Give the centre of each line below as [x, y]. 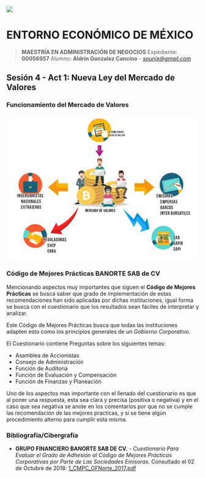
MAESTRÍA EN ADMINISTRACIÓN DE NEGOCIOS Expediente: [99, 52]
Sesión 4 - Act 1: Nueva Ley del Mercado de [91, 78]
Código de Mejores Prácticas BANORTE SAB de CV [83, 274]
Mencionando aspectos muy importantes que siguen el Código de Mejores [101, 287]
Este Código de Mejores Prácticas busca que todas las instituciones [92, 325]
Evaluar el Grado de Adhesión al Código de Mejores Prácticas [94, 455]
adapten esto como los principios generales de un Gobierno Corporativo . [99, 331]
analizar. [17, 313]
